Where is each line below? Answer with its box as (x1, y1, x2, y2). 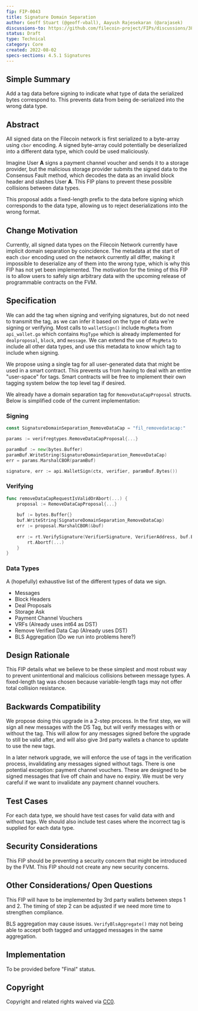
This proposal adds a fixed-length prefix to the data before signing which (6, 196, 184, 203)
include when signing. (6, 349, 60, 356)
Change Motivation (6, 225, 78, 235)
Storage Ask (14, 608, 45, 615)
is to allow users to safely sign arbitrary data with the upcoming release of (6, 273, 186, 280)
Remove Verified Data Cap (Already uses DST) (14, 627, 128, 634)
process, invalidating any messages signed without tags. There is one (6, 760, 176, 767)
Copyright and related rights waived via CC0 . (6, 998, 115, 1005)
